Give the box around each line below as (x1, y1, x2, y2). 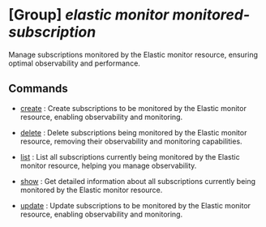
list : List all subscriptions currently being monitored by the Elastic (19, 152, 241, 161)
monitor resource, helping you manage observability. (19, 161, 197, 170)
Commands (8, 82, 69, 96)
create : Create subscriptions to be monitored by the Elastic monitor (19, 103, 247, 113)
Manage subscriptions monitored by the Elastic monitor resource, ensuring (8, 49, 258, 59)
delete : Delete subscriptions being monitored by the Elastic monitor (19, 127, 247, 137)
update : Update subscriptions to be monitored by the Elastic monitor (19, 200, 251, 210)
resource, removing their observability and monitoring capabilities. (19, 136, 242, 146)
